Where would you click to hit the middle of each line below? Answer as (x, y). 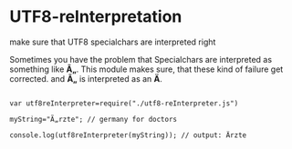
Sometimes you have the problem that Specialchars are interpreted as (141, 59)
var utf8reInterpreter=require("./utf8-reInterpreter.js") (124, 103)
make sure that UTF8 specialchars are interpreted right (113, 42)
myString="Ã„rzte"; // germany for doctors (94, 119)
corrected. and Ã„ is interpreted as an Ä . (86, 78)
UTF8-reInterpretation (96, 17)
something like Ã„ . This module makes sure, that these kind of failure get (146, 69)
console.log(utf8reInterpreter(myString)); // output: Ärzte (128, 135)
